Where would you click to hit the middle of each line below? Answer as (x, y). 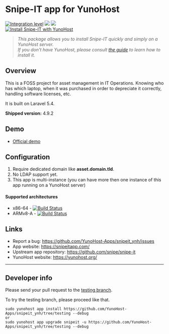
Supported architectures (31, 196)
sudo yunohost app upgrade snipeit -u (46, 322)
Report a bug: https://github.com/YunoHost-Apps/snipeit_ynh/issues (83, 241)
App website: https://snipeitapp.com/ (51, 247)
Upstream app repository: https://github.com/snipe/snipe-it (74, 252)
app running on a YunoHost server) (49, 185)
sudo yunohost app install (33, 309)
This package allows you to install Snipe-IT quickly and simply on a (88, 39)
